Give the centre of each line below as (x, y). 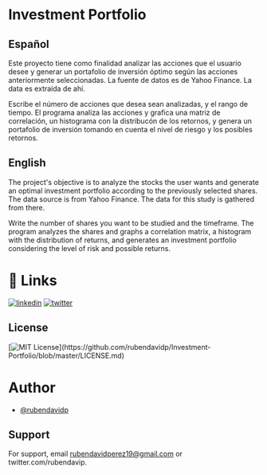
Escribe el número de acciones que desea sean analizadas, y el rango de (128, 104)
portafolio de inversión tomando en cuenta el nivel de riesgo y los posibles (130, 130)
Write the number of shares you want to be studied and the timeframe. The (131, 223)
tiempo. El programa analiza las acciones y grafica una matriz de (114, 112)
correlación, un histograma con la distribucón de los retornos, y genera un (130, 121)
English (27, 163)
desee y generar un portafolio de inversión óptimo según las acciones (123, 72)
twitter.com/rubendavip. (48, 462)
